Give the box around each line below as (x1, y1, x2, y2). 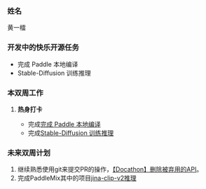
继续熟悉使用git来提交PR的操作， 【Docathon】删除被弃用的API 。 (17, 165, 203, 174)
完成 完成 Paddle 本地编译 (27, 120, 101, 128)
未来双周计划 (7, 148, 51, 157)
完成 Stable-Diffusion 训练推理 (27, 128, 114, 137)
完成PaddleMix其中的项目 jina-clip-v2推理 (17, 174, 137, 183)
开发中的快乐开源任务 (7, 43, 79, 52)
